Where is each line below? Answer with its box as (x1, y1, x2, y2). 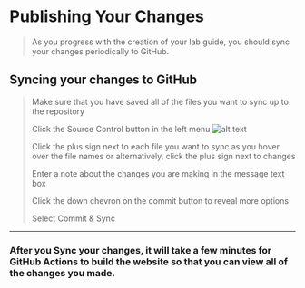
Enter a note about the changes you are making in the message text (31, 168, 285, 178)
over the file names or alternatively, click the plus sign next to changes (31, 150, 296, 161)
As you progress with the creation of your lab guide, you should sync (31, 36, 290, 47)
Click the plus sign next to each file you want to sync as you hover (31, 140, 280, 151)
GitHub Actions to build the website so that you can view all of (9, 255, 289, 268)
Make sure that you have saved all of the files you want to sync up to (31, 96, 289, 107)
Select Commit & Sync (31, 213, 116, 224)
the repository (31, 106, 84, 117)
